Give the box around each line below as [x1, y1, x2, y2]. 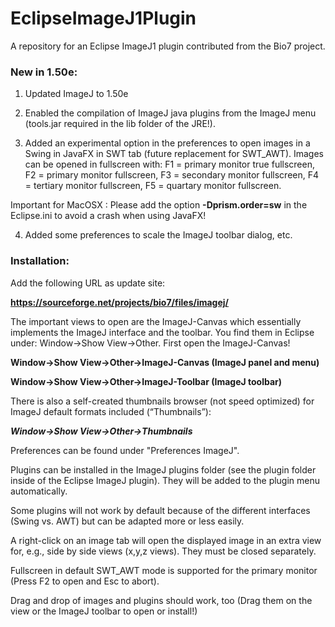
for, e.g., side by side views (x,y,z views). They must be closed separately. [10, 545, 317, 557]
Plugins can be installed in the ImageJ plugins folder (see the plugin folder [10, 463, 317, 476]
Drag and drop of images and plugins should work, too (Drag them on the [10, 594, 313, 606]
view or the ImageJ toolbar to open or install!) [10, 605, 198, 617]
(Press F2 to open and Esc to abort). [10, 575, 160, 587]
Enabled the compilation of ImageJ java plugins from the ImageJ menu [24, 107, 317, 119]
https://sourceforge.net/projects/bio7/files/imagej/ [10, 296, 230, 308]
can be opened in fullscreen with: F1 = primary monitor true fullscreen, [24, 158, 315, 171]
